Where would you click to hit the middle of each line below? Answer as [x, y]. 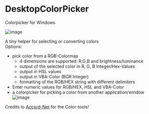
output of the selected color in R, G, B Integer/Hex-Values [77, 66]
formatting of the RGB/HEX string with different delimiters [77, 82]
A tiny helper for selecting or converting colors [52, 41]
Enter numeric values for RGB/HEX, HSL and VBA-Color [68, 87]
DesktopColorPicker [47, 9]
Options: [14, 46]
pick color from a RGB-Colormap [45, 56]
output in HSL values [40, 71]
